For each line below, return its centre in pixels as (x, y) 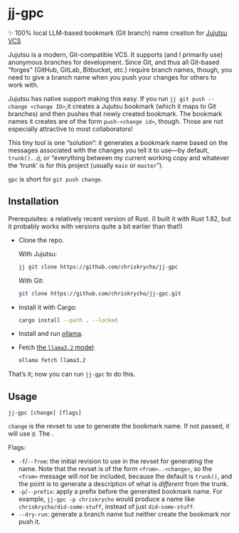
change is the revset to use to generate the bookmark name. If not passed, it (119, 426)
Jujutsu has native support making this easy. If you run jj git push (107, 98)
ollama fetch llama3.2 (52, 361)
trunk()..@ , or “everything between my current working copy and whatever (119, 157)
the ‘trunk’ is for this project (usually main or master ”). (86, 165)
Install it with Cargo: (48, 307)
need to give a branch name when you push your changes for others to (112, 77)
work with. (23, 85)
